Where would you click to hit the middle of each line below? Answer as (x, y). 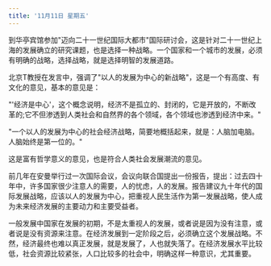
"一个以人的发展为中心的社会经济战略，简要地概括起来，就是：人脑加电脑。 (134, 131)
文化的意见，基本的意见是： (54, 87)
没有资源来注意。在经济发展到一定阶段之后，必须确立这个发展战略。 (142, 233)
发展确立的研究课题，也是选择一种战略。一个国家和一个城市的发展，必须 (142, 50)
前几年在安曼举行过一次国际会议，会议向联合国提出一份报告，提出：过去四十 (135, 176)
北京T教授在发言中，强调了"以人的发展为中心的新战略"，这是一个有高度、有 (134, 77)
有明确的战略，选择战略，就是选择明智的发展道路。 (93, 60)
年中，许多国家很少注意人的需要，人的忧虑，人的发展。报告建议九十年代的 (132, 185)
